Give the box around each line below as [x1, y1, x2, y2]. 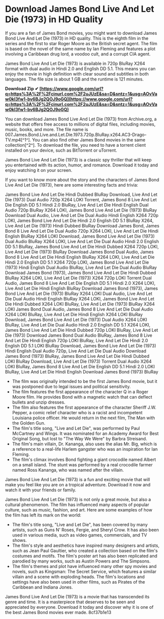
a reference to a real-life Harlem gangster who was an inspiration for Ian [12, 446, 158, 452]
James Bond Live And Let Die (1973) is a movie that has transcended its [5, 593, 150, 599]
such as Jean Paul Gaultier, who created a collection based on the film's [12, 547, 158, 553]
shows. [12, 537, 27, 543]
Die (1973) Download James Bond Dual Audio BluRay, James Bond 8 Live [5, 332, 153, 338]
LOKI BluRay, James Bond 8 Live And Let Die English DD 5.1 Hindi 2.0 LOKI [5, 363, 155, 369]
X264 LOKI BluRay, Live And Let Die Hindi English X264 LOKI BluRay [5, 311, 143, 317]
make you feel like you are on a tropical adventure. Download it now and [5, 482, 151, 487]
